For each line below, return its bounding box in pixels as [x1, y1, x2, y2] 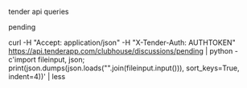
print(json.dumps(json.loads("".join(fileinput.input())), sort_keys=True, [8, 63, 240, 73]
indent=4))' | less [8, 72, 66, 81]
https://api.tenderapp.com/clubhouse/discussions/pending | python [8, 46, 233, 55]
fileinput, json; [37, 55, 85, 64]
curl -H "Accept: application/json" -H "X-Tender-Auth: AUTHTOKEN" [8, 38, 236, 47]
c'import [8, 55, 36, 64]
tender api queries [8, 7, 69, 16]
